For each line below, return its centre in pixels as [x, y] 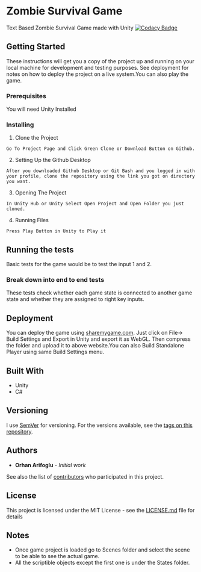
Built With [25, 371]
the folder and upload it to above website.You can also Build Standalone [95, 346]
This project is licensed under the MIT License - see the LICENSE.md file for [100, 510]
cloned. [16, 209]
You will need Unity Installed [41, 109]
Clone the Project [36, 138]
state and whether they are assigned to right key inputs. [75, 299]
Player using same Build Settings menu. [55, 352]
